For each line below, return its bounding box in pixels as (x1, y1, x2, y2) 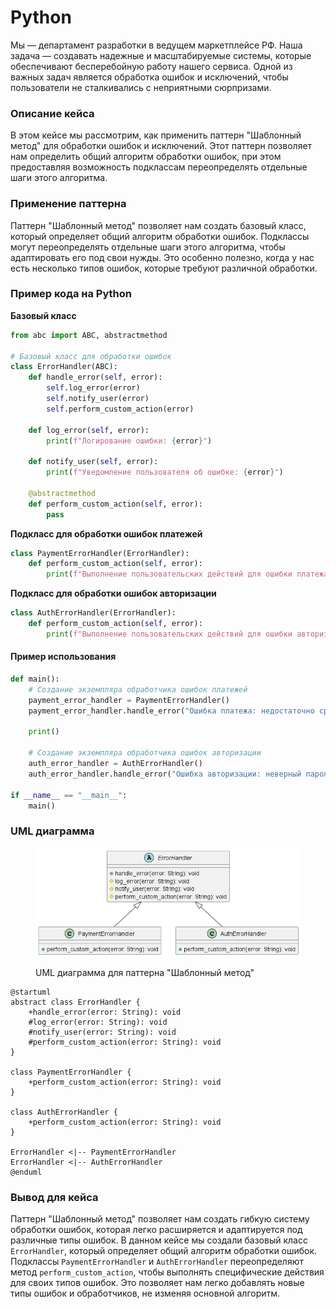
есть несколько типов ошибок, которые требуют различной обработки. (10, 262, 318, 274)
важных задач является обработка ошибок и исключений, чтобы (10, 71, 289, 83)
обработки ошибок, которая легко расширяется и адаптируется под (10, 1224, 303, 1235)
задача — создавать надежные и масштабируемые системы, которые (10, 49, 312, 61)
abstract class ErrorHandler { (10, 997, 141, 1007)
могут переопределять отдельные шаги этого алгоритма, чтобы (10, 241, 286, 253)
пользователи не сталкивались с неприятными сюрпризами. (10, 81, 272, 93)
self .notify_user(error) (46, 394, 150, 404)
